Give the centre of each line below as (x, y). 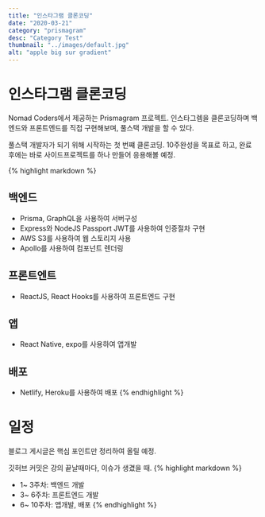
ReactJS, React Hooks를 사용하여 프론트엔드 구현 (98, 296)
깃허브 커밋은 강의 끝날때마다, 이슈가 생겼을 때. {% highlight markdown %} (125, 468)
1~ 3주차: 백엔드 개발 (52, 485)
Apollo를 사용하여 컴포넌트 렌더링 (71, 248)
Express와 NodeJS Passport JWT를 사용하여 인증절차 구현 (112, 228)
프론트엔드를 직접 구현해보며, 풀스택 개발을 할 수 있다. (111, 127)
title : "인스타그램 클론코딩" (51, 16)
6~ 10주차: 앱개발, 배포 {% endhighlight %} (88, 505)
